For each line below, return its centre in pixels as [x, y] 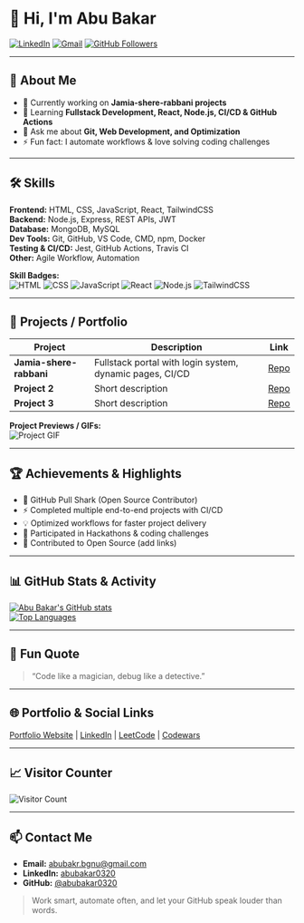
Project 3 [34, 403]
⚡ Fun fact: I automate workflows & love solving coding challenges [146, 141]
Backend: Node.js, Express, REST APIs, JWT [93, 219]
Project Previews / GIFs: [55, 426]
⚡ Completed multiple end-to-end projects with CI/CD [123, 510]
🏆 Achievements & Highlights [96, 474]
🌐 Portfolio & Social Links [82, 713]
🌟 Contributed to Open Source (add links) [100, 543]
